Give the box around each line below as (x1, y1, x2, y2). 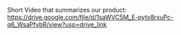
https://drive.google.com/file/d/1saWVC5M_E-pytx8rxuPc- (7, 13, 174, 21)
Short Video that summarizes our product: (7, 6, 127, 14)
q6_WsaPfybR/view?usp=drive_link (7, 21, 107, 28)
